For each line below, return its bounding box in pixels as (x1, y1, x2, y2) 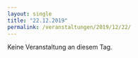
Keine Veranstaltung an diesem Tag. (7, 43, 113, 52)
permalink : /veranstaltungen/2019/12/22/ (7, 23, 132, 30)
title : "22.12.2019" (7, 17, 69, 24)
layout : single (7, 10, 52, 18)
